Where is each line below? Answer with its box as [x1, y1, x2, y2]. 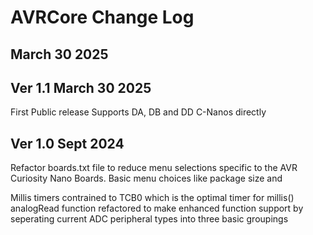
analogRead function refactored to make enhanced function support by [10, 202, 304, 215]
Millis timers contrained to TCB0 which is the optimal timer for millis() [10, 192, 295, 204]
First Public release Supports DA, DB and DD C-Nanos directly [10, 106, 267, 118]
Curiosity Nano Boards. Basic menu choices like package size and [10, 172, 283, 185]
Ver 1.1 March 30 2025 [10, 79, 152, 96]
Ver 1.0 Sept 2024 [10, 135, 125, 152]
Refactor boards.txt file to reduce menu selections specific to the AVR [10, 162, 298, 174]
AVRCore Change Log [10, 6, 195, 29]
